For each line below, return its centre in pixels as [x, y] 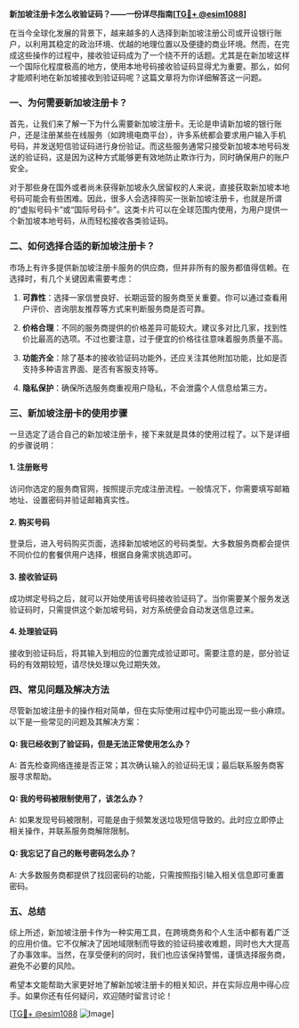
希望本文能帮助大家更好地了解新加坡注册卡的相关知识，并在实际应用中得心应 [149, 984]
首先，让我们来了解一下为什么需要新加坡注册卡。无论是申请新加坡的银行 [141, 124]
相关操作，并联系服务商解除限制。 [72, 831]
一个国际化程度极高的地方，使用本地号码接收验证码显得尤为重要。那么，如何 [149, 66]
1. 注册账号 [29, 467]
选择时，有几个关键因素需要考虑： [72, 278]
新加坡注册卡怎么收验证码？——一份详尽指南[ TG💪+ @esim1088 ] [128, 14]
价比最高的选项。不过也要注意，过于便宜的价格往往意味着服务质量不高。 [154, 339]
